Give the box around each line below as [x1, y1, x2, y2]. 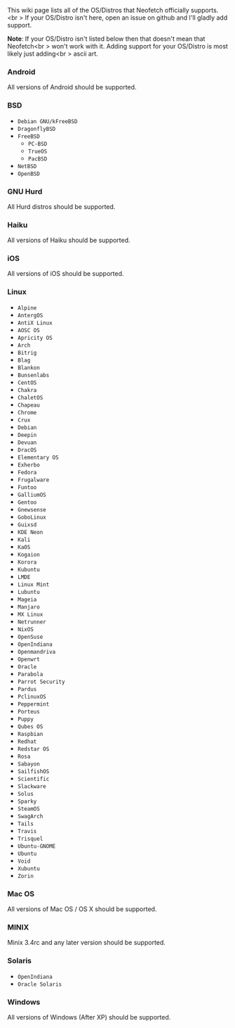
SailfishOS [17, 768, 50, 775]
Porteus [17, 708, 40, 715]
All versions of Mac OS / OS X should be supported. [7, 905, 157, 913]
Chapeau [17, 401, 40, 409]
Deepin [17, 431, 37, 438]
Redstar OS [17, 745, 50, 752]
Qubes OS [17, 723, 43, 730]
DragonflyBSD [17, 125, 56, 132]
